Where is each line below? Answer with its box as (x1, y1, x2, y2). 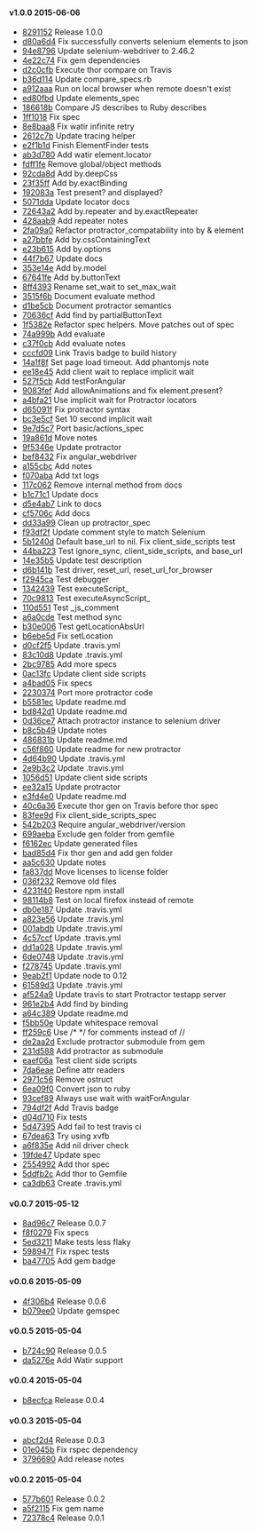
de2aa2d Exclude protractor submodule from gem (21, 1036, 206, 1047)
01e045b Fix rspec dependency (21, 1444, 139, 1456)
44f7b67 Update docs (21, 253, 104, 264)
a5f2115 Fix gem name (21, 1503, 105, 1514)
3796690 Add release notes (21, 1454, 125, 1464)
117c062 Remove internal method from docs (21, 480, 183, 490)
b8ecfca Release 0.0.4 (21, 1395, 105, 1406)
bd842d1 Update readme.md (21, 706, 128, 717)
